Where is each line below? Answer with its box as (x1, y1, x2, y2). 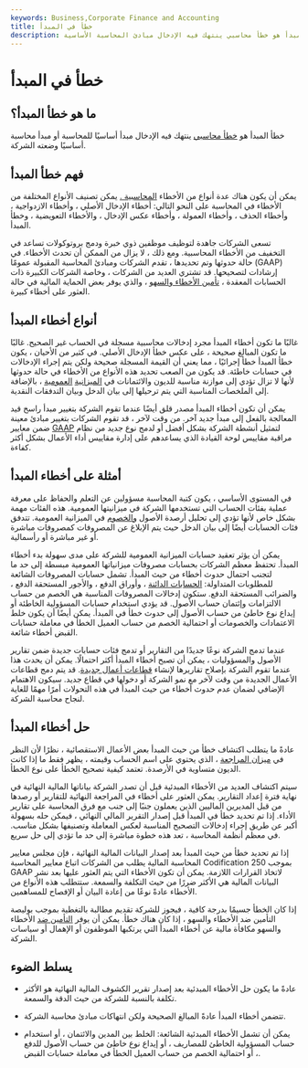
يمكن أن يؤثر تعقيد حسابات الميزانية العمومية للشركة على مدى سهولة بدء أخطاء (10, 549, 281, 560)
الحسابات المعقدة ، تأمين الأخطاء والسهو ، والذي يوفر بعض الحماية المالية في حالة (10, 276, 286, 288)
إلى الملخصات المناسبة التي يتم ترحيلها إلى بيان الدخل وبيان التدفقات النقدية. (10, 386, 270, 396)
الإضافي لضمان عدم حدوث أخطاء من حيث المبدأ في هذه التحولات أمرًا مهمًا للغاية (10, 682, 285, 694)
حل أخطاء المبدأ (10, 719, 90, 735)
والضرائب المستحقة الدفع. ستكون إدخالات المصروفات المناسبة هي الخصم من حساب (10, 587, 298, 598)
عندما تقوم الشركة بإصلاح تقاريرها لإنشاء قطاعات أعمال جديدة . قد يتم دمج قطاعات (10, 663, 292, 674)
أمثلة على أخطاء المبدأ (10, 468, 122, 484)
